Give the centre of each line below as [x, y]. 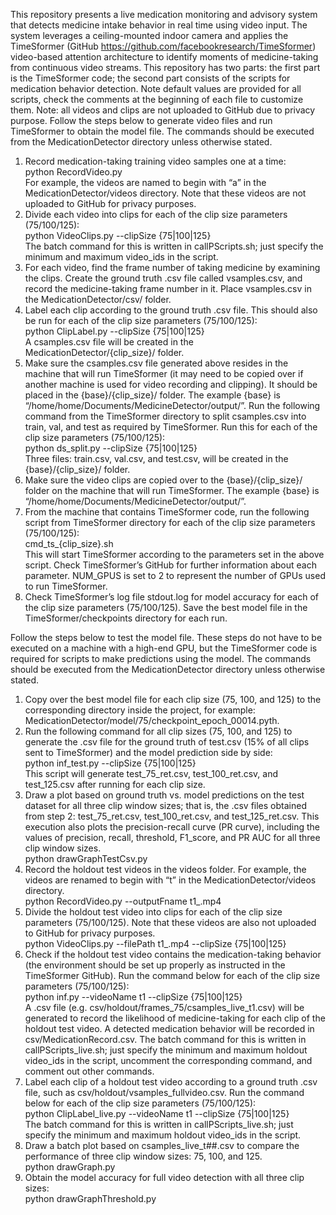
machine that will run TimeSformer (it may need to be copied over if [164, 373]
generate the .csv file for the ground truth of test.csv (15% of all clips [167, 742]
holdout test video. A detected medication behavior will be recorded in [169, 1028]
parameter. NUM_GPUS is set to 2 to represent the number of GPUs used [175, 575]
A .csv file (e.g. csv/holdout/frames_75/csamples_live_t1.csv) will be [164, 1007]
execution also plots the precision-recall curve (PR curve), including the [172, 827]
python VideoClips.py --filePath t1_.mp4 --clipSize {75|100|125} [155, 943]
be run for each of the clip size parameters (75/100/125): [141, 320]
